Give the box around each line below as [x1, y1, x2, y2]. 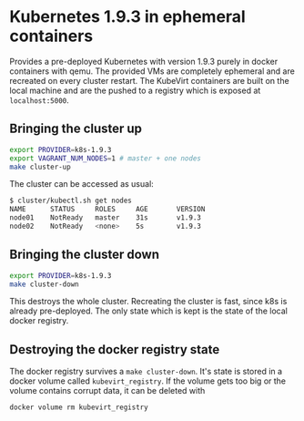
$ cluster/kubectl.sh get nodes [9, 196, 132, 206]
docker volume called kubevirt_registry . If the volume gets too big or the [9, 375, 287, 386]
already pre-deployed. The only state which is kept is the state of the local [9, 305, 289, 316]
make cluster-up [9, 162, 71, 171]
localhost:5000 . [9, 94, 70, 106]
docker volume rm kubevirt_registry [9, 403, 148, 412]
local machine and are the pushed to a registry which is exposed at [9, 85, 261, 96]
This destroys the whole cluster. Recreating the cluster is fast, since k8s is [9, 296, 288, 307]
